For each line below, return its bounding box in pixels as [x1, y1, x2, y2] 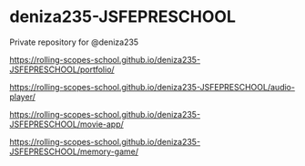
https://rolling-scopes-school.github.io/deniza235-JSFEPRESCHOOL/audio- [9, 81, 296, 92]
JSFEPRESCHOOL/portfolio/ [9, 64, 116, 75]
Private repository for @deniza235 [9, 36, 139, 47]
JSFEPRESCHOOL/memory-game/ [9, 146, 139, 157]
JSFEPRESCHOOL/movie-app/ [9, 119, 125, 130]
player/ [9, 91, 36, 102]
